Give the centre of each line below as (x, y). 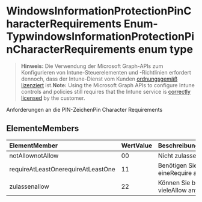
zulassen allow (29, 186)
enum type (166, 50)
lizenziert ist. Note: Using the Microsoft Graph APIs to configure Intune (108, 85)
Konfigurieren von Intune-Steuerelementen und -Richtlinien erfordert (106, 72)
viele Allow (172, 190)
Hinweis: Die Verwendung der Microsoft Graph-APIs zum (92, 66)
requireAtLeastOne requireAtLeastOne (62, 169)
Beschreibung (179, 145)
